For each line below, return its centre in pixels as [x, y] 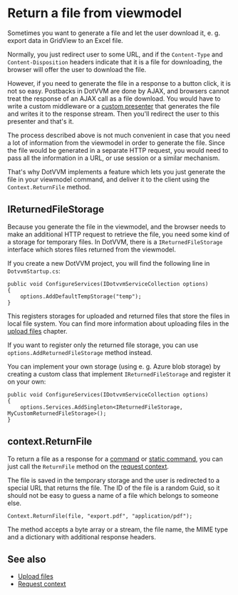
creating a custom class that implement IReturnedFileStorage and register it [119, 374]
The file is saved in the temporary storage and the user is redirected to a [113, 480]
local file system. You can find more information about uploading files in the [118, 324]
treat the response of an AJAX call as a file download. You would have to [114, 99]
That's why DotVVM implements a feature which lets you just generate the [117, 171]
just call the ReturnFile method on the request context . [88, 466]
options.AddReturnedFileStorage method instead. [80, 352]
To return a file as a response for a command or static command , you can [115, 459]
